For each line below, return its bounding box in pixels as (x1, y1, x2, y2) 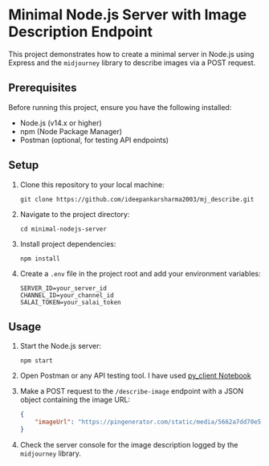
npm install (19, 255, 60, 263)
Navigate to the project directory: (19, 209, 130, 219)
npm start (19, 357, 54, 365)
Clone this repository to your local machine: (19, 179, 165, 190)
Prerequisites (8, 81, 77, 95)
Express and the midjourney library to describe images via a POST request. (8, 58, 256, 67)
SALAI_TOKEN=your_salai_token (19, 298, 122, 306)
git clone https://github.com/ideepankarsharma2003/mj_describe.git (19, 195, 255, 203)
